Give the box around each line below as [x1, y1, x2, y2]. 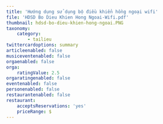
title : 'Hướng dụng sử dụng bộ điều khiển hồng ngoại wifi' [6, 8, 159, 15]
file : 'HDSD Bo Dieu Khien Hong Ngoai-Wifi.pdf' [6, 14, 129, 20]
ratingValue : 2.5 [17, 70, 60, 76]
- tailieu [27, 36, 52, 42]
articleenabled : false [6, 48, 62, 54]
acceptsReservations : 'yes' [17, 103, 86, 109]
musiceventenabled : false [6, 53, 70, 59]
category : [17, 31, 42, 37]
